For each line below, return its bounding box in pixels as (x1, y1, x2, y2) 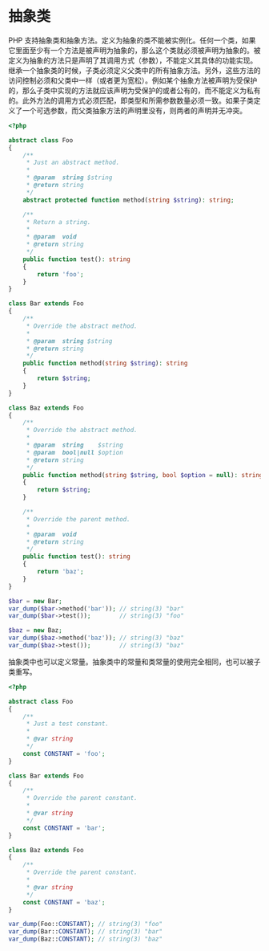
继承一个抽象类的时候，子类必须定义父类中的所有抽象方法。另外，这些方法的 (8, 65, 261, 75)
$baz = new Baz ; (8, 627, 62, 635)
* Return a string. (26, 218, 91, 226)
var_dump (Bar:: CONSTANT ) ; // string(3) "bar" (8, 928, 163, 936)
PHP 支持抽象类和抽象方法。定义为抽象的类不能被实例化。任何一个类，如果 (8, 35, 256, 45)
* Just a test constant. (26, 720, 110, 728)
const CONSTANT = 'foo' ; (22, 749, 106, 757)
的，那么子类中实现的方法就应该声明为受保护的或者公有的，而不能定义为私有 (8, 85, 261, 95)
